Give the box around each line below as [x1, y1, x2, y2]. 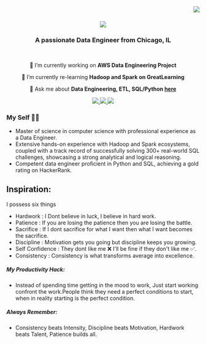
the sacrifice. [15, 232, 49, 239]
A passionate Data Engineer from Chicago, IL [34, 36, 172, 45]
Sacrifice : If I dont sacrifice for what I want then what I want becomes [15, 225, 193, 232]
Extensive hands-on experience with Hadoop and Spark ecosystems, [15, 140, 191, 148]
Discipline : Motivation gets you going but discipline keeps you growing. [15, 239, 197, 246]
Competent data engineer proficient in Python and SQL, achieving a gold [15, 159, 199, 167]
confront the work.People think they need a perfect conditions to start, [15, 288, 194, 295]
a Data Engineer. [15, 134, 57, 141]
